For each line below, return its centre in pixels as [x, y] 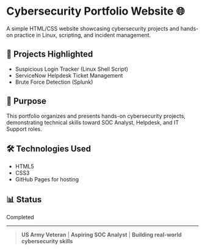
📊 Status [24, 199]
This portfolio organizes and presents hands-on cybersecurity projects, [96, 116]
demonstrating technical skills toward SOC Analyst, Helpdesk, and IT [93, 122]
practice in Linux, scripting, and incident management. [83, 35]
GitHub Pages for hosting [47, 180]
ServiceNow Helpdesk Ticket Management [69, 75]
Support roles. [24, 129]
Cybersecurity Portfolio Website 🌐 [95, 11]
